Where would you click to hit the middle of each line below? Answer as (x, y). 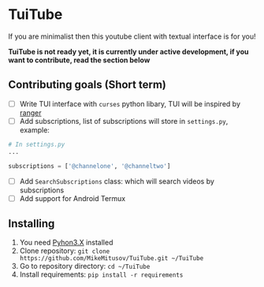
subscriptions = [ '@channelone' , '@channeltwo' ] (89, 166)
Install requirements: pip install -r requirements (101, 274)
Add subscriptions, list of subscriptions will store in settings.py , (124, 121)
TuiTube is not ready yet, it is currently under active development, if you (129, 51)
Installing (32, 224)
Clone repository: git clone (65, 251)
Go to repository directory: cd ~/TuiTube (85, 266)
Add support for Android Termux (73, 198)
